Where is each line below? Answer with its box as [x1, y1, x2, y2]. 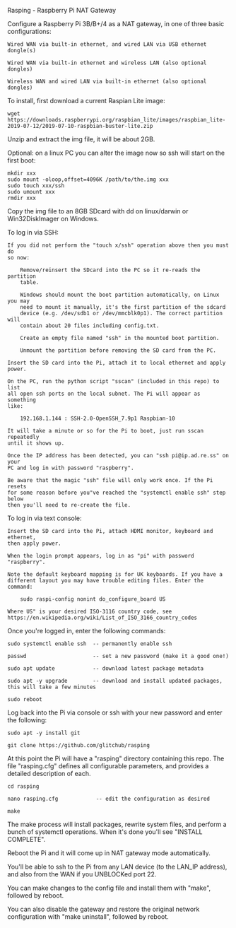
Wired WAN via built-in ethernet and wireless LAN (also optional [7, 59, 207, 66]
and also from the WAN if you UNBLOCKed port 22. [7, 870, 157, 879]
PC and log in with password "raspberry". [7, 464, 134, 471]
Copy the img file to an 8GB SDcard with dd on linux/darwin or [7, 207, 189, 215]
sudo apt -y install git [7, 729, 81, 736]
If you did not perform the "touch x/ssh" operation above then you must [7, 242, 230, 249]
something [7, 397, 37, 404]
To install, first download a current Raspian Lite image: [7, 97, 165, 105]
